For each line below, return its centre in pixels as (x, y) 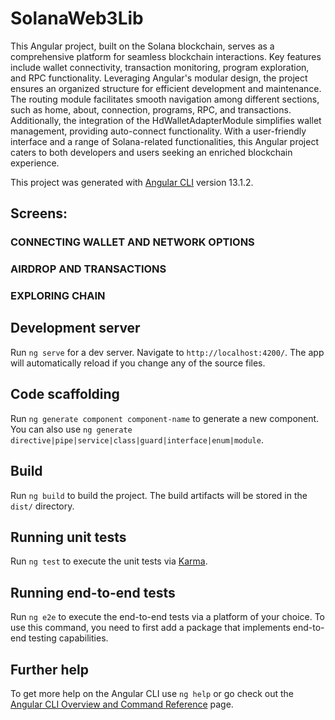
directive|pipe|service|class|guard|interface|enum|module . (137, 439)
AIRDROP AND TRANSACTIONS (88, 269)
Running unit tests (68, 537)
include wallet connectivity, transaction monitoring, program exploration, (160, 67)
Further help (50, 669)
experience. (35, 163)
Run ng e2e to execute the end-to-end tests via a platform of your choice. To (168, 617)
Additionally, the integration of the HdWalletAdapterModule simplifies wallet (166, 120)
